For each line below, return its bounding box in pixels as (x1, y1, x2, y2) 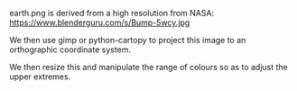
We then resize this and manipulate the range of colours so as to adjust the (9, 62, 289, 72)
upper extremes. (9, 71, 71, 82)
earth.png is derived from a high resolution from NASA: (9, 8, 215, 18)
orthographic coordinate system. (9, 44, 132, 55)
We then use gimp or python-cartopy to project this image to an (9, 35, 246, 45)
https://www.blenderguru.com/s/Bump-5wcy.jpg (9, 17, 190, 28)
